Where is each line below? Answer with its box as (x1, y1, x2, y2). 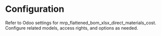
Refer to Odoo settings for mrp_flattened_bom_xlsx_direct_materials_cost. (5, 20, 157, 26)
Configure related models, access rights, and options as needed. (5, 25, 139, 31)
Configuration (5, 3, 65, 15)
